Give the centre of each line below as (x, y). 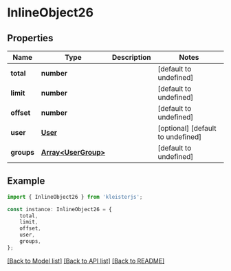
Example (26, 181)
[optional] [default (187, 128)
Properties (30, 38)
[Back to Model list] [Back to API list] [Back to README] (86, 261)
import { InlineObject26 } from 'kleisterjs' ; (75, 197)
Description (131, 57)
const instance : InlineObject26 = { (59, 209)
